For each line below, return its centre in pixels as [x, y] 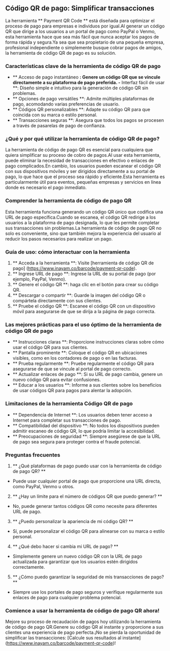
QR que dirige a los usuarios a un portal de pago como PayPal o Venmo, [81, 31]
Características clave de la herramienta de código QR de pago [83, 66]
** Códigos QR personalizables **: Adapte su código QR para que [81, 110]
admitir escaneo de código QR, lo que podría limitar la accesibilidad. [84, 431]
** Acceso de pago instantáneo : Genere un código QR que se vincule [87, 77]
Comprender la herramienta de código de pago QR [69, 201]
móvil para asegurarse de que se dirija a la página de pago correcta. [84, 311]
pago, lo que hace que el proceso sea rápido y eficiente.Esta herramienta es [85, 177]
